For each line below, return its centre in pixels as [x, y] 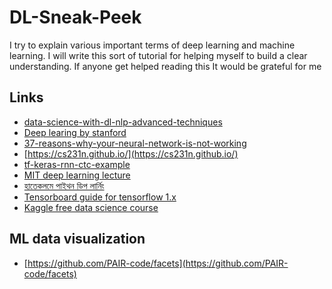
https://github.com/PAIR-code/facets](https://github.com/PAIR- [158, 263]
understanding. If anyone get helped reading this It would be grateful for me [165, 66]
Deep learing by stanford [75, 132]
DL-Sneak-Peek [75, 17]
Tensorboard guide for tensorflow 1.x [100, 197]
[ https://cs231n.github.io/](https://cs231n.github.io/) [131, 153]
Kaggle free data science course [91, 207]
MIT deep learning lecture [77, 175]
